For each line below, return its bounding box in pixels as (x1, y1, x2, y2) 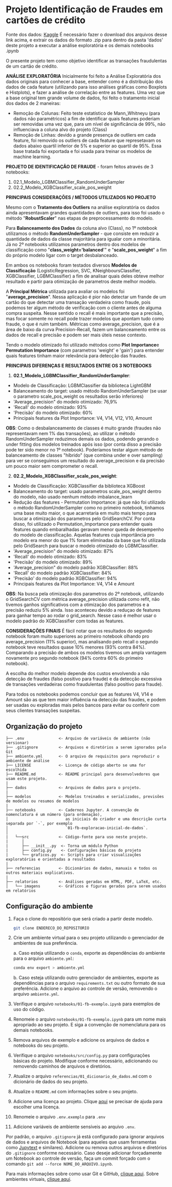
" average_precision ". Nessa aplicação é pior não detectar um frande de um (6, 293, 166, 300)
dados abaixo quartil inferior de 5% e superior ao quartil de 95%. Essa (13, 142, 162, 149)
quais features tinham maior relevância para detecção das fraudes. (6, 352, 147, 359)
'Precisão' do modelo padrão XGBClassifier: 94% (13, 575, 117, 581)
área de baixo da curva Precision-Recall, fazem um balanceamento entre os (6, 326, 166, 332)
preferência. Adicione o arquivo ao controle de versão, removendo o (13, 985, 158, 991)
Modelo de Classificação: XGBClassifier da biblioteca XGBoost (13, 483, 145, 489)
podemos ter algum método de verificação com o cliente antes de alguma (6, 305, 162, 311)
